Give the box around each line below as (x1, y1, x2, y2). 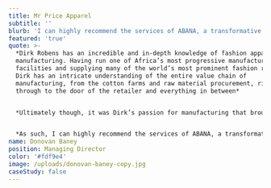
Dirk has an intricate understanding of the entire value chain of (15, 72, 248, 80)
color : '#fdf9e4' (8, 152, 67, 161)
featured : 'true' (8, 34, 67, 43)
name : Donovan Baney (8, 138, 78, 146)
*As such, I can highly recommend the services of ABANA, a (15, 130, 222, 138)
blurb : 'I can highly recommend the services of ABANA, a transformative (8, 27, 262, 35)
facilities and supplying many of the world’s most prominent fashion (15, 65, 258, 73)
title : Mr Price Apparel (8, 11, 92, 20)
